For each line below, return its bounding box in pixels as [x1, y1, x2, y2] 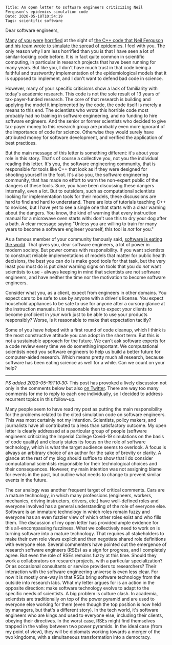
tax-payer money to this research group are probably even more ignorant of [5, 124, 165, 129]
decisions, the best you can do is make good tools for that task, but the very [5, 258, 166, 264]
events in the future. [5, 477, 48, 483]
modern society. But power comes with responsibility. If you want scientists [5, 247, 165, 253]
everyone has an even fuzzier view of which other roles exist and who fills [5, 514, 162, 520]
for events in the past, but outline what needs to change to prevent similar [5, 472, 161, 477]
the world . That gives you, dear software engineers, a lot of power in [5, 242, 150, 247]
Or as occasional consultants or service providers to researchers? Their [5, 563, 157, 569]
